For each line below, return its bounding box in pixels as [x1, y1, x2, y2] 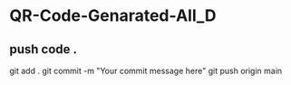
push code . [9, 42, 78, 57]
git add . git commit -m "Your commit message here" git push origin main [9, 65, 283, 76]
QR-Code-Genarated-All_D [9, 5, 217, 26]
